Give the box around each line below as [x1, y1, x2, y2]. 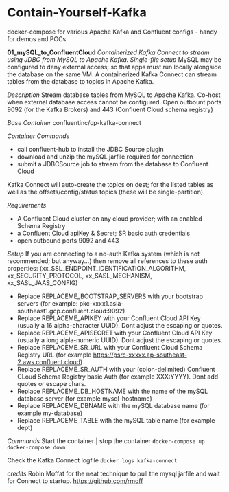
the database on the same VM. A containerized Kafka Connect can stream [7, 70, 217, 78]
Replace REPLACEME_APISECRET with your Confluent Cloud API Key [16, 328, 213, 337]
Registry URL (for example [16, 350, 92, 359]
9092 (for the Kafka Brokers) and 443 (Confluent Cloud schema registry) [7, 105, 214, 113]
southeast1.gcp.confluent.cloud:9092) [16, 306, 125, 315]
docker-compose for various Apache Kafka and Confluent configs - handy [7, 27, 217, 36]
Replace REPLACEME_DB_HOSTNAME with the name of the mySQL [16, 387, 208, 395]
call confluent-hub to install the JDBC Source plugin [16, 145, 164, 153]
